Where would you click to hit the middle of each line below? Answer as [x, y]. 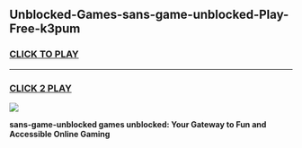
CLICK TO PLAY [44, 55]
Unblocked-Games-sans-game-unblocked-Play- [149, 15]
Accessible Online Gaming [60, 134]
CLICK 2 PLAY [40, 88]
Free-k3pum [45, 29]
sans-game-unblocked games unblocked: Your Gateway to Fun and [138, 124]
